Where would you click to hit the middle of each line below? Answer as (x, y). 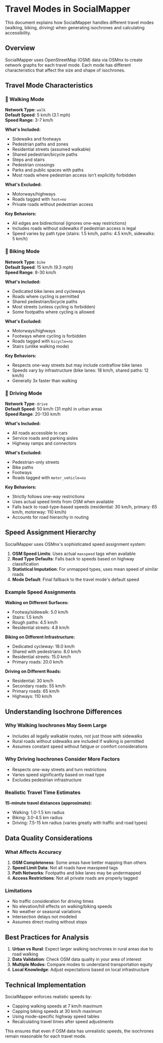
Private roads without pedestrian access (53, 204)
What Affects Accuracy (33, 852)
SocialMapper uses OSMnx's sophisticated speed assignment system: (75, 544)
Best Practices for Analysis (47, 937)
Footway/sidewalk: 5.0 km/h (40, 612)
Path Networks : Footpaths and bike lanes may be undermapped (76, 873)
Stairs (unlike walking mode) (41, 346)
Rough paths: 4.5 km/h (35, 622)
